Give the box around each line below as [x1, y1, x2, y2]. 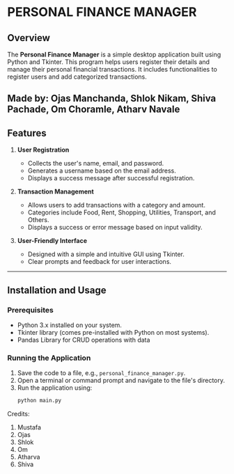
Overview [7, 32, 51, 44]
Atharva [17, 453, 40, 461]
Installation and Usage [7, 284, 107, 296]
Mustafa [17, 423, 42, 432]
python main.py [17, 397, 62, 404]
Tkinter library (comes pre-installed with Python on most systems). [17, 328, 210, 336]
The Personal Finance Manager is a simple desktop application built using [7, 50, 221, 58]
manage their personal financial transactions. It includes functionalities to [7, 65, 217, 73]
